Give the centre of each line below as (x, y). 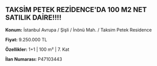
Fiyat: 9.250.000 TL (26, 39)
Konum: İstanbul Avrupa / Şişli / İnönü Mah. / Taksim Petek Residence (78, 30)
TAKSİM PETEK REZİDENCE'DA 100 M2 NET (76, 10)
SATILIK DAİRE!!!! (33, 18)
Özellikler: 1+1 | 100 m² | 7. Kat (37, 49)
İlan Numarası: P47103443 (34, 59)
